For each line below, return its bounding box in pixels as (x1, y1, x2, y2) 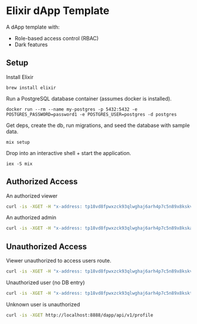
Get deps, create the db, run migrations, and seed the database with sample (6, 122, 190, 129)
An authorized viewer (6, 192, 58, 199)
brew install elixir (6, 85, 57, 91)
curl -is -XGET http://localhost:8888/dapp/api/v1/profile (6, 312, 154, 318)
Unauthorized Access (6, 242, 87, 251)
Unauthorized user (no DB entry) (6, 279, 85, 286)
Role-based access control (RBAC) (14, 35, 99, 42)
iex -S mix (6, 161, 33, 167)
